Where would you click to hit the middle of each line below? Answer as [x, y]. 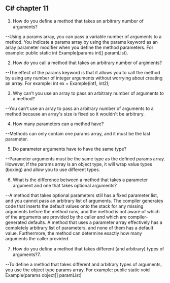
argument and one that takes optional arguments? [65, 185]
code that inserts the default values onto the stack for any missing [74, 206]
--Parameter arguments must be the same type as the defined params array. [85, 159]
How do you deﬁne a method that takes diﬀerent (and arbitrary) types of [88, 248]
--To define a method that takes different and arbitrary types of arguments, [84, 264]
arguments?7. [27, 254]
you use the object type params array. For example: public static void [78, 270]
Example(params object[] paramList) [44, 275]
